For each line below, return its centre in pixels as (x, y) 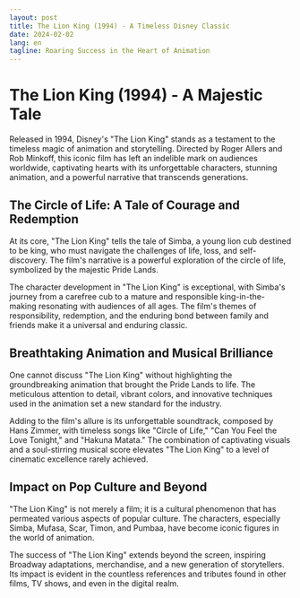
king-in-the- (243, 296)
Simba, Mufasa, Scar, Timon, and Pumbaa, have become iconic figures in (144, 528)
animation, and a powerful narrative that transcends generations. (129, 178)
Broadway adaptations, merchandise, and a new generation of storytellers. (147, 564)
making (23, 306)
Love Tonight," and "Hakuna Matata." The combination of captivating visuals (150, 439)
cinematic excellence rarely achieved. (79, 459)
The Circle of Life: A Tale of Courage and (124, 206)
